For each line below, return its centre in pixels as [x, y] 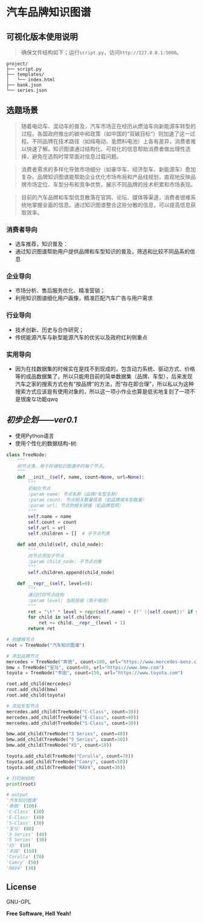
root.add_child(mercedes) [39, 684]
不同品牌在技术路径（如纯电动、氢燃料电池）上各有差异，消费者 [111, 141]
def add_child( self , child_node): [60, 544]
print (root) [21, 784]
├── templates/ [25, 74]
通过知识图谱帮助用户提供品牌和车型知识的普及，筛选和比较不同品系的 [102, 251]
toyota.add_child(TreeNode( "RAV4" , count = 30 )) [66, 767]
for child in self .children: [65, 617]
